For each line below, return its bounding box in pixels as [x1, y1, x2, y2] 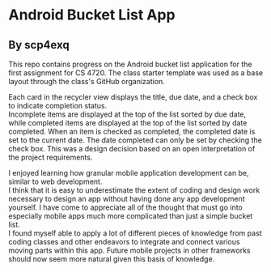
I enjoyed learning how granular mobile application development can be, [8, 168, 249, 177]
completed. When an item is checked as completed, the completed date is [8, 127, 256, 136]
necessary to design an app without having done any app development [8, 194, 245, 203]
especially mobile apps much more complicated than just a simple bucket [8, 211, 253, 220]
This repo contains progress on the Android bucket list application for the [8, 59, 252, 69]
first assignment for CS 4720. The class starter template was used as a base [8, 68, 264, 78]
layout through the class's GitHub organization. [8, 77, 166, 86]
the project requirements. [8, 152, 93, 162]
